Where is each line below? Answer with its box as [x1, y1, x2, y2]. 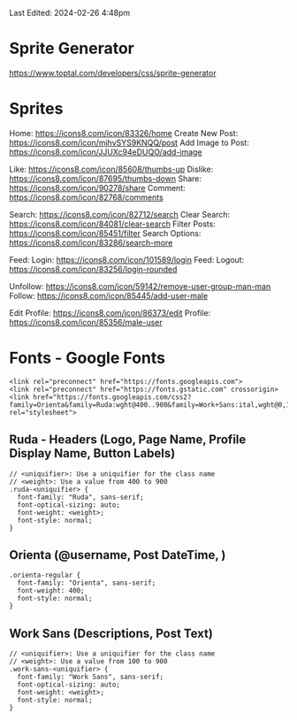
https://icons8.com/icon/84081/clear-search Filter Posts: [9, 218, 217, 229]
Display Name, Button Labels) [9, 446, 176, 461]
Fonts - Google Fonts [9, 349, 166, 368]
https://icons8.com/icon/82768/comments [9, 192, 164, 203]
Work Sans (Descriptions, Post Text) [9, 625, 214, 640]
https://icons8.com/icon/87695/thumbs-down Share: [9, 172, 202, 184]
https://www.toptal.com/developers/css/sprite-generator [9, 67, 217, 78]
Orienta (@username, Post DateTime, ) [9, 548, 226, 563]
